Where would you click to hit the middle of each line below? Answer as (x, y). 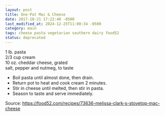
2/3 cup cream (20, 57)
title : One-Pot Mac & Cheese (35, 14)
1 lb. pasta (16, 52)
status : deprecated (25, 38)
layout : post (19, 10)
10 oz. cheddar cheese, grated (37, 62)
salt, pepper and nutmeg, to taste (39, 67)
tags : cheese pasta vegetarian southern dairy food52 (62, 33)
